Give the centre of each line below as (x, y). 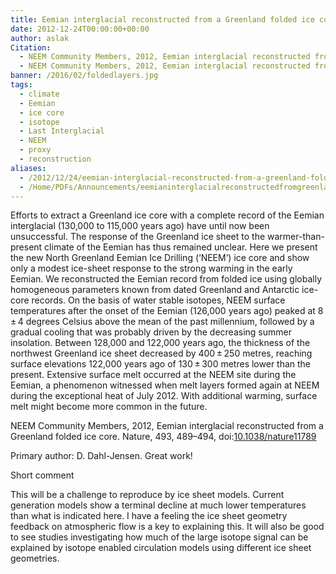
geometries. (35, 558)
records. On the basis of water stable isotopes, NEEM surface (158, 300)
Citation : (31, 47)
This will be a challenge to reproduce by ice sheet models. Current (147, 495)
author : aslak (40, 38)
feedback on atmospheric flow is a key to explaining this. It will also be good (167, 527)
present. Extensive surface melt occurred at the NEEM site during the (153, 375)
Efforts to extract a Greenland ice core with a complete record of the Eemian (167, 215)
